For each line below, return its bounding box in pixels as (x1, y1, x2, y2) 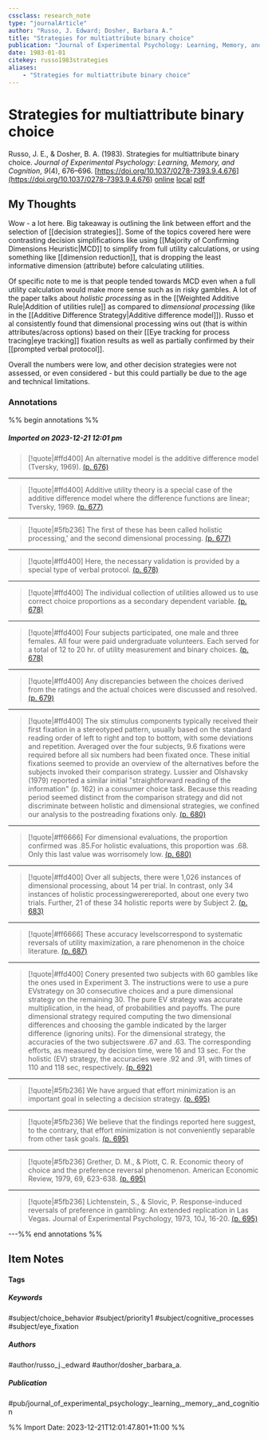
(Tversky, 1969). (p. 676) (27, 462, 109, 471)
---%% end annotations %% (8, 1229, 103, 1239)
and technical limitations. (8, 377, 90, 387)
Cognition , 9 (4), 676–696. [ (8, 165, 98, 176)
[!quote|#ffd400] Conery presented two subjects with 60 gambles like (27, 969, 258, 978)
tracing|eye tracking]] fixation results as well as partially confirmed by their (8, 336, 255, 346)
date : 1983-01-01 (8, 49, 66, 57)
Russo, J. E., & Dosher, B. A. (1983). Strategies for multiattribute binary (8, 149, 239, 158)
